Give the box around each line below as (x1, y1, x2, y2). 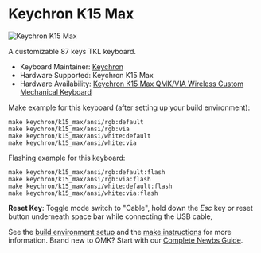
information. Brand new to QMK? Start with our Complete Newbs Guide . (8, 235, 243, 245)
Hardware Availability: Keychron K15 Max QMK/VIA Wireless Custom (19, 79, 244, 88)
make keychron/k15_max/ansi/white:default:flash (8, 182, 173, 190)
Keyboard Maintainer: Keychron (19, 61, 124, 72)
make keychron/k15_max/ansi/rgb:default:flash (8, 168, 166, 176)
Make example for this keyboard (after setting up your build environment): (8, 103, 251, 112)
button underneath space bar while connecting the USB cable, (8, 212, 213, 221)
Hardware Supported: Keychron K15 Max (19, 70, 154, 80)
